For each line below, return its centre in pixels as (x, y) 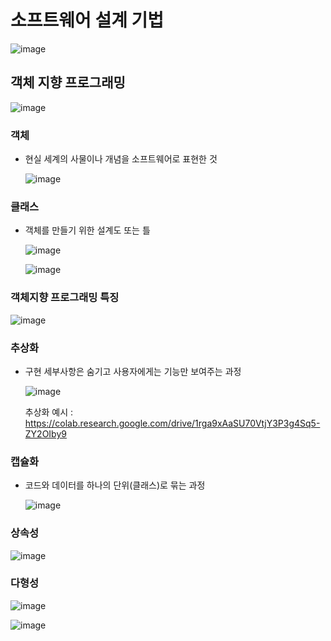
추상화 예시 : (49, 412)
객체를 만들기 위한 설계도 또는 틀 (87, 230)
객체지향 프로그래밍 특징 (65, 298)
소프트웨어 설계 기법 (87, 20)
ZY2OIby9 (45, 433)
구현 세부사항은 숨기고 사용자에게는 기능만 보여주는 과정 (133, 371)
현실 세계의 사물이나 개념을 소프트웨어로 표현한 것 (121, 159)
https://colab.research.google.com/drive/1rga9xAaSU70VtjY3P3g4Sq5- (172, 423)
